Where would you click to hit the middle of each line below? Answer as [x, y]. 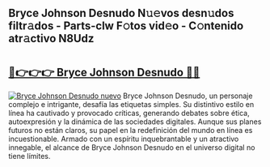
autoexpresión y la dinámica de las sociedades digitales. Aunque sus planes [135, 122]
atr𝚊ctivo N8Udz [51, 39]
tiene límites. [30, 156]
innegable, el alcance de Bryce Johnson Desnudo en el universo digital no [132, 148]
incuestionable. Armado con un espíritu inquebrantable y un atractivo [124, 139]
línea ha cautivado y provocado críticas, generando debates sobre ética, [129, 113]
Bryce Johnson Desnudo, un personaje [188, 96]
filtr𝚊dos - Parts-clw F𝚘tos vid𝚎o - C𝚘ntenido [126, 26]
